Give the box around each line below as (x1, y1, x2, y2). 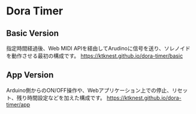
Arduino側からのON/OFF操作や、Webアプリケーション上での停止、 (6, 86, 173, 94)
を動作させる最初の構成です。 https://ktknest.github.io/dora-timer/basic (6, 52, 183, 59)
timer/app (6, 101, 31, 108)
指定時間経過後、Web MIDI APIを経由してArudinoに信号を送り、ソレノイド (6, 45, 191, 52)
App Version (6, 70, 54, 80)
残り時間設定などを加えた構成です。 (16, 94, 106, 101)
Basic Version (6, 28, 59, 38)
